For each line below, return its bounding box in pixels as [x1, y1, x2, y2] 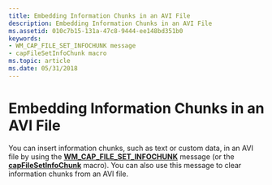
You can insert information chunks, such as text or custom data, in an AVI [8, 143, 254, 153]
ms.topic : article [8, 57, 71, 65]
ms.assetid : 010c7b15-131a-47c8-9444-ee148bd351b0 [8, 27, 183, 35]
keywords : [8, 34, 42, 43]
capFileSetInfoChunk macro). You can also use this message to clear [8, 160, 242, 170]
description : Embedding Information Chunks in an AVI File [8, 19, 213, 27]
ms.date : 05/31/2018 [8, 65, 79, 73]
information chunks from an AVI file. [8, 169, 128, 179]
